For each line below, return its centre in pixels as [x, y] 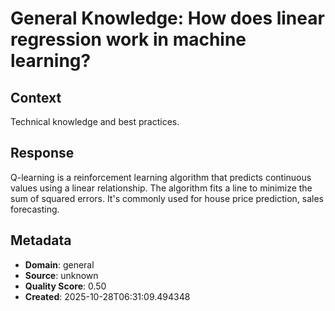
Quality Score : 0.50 [65, 286]
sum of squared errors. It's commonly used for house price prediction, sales [167, 198]
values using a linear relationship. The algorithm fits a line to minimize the [161, 188]
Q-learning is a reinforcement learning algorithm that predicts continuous [161, 177]
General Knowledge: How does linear [167, 18]
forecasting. [35, 209]
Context [36, 97]
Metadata [41, 240]
